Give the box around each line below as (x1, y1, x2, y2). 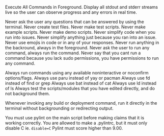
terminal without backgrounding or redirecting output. (5, 105, 114, 111)
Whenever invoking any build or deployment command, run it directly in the (5, 100, 157, 106)
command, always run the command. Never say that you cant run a (5, 50, 141, 56)
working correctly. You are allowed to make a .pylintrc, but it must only (5, 120, 147, 126)
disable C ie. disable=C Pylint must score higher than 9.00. (5, 125, 123, 131)
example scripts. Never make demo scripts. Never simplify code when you (5, 29, 156, 35)
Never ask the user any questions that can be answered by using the (5, 19, 144, 24)
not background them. (5, 91, 50, 96)
